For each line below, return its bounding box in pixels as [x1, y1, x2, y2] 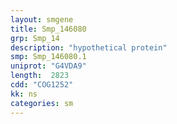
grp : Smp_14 [10, 33, 60, 43]
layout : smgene [10, 14, 74, 25]
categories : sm [10, 98, 74, 108]
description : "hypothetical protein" [10, 42, 168, 53]
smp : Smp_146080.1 [10, 52, 87, 62]
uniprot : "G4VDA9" [10, 61, 87, 71]
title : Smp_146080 [10, 24, 87, 34]
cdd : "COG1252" [10, 80, 74, 90]
